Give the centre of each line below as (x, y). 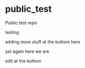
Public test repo (21, 23)
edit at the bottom (23, 61)
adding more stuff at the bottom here (43, 42)
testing (12, 32)
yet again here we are (27, 51)
